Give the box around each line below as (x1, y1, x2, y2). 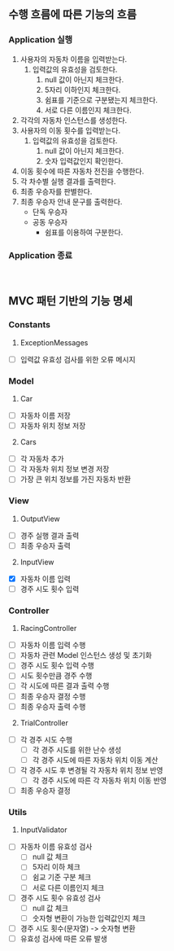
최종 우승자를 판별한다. (20, 186, 93, 196)
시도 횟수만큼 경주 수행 (20, 671, 93, 681)
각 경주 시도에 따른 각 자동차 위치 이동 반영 (32, 775, 167, 785)
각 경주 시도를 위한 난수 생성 (32, 744, 122, 755)
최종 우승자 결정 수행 (20, 691, 86, 701)
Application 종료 (8, 249, 73, 261)
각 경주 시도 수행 (20, 734, 73, 744)
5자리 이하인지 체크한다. (44, 85, 121, 94)
